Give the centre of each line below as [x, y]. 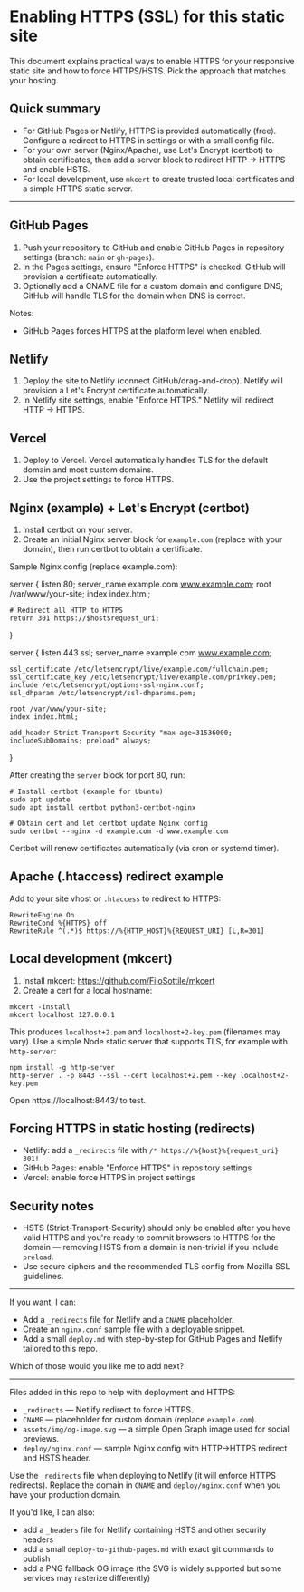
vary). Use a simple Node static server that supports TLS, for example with [148, 1041]
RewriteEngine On [42, 915]
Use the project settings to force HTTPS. [98, 480]
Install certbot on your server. [77, 529]
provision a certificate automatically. [90, 276]
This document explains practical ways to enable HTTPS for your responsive [152, 61]
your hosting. [34, 80]
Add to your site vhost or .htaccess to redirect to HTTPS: [115, 898]
